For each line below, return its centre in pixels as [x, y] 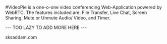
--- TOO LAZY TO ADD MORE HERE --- [46, 27]
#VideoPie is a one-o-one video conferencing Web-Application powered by [84, 7]
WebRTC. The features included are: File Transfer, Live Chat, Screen [76, 12]
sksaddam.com [21, 37]
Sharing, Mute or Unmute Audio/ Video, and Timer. [58, 18]
